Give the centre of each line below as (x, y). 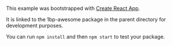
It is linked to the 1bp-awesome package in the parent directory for (86, 19)
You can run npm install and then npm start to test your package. (85, 37)
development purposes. (35, 26)
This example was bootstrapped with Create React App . (73, 8)
